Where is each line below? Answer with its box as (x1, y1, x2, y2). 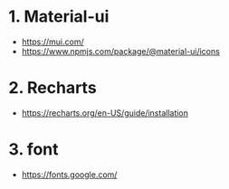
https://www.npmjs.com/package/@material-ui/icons (21, 45, 221, 56)
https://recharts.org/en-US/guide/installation (21, 107, 189, 118)
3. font (8, 139, 60, 160)
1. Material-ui (8, 6, 110, 27)
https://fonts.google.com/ (21, 169, 118, 180)
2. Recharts (8, 78, 97, 99)
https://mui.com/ (21, 36, 84, 47)
